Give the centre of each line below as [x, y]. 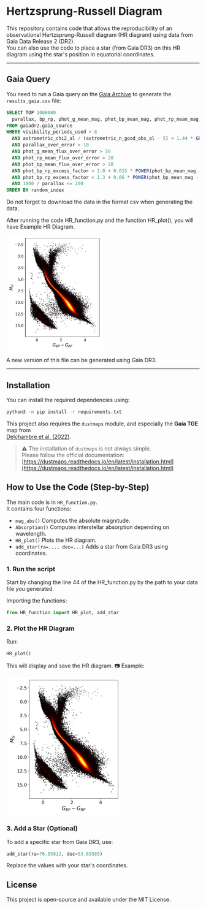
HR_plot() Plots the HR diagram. [56, 540]
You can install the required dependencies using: [68, 400]
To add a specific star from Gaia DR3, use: [60, 842]
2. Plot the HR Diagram [40, 628]
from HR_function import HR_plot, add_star [63, 613]
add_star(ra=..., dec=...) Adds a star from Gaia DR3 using [92, 546]
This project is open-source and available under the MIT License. [89, 900]
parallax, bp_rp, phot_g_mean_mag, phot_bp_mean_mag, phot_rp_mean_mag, [107, 119]
